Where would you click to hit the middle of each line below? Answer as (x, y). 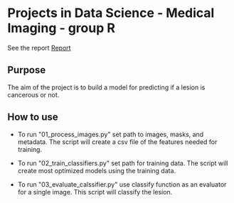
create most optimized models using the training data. (97, 170)
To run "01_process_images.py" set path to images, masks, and (111, 134)
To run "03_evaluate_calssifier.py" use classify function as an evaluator (122, 184)
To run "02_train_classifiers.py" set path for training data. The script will (123, 163)
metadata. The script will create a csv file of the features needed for (117, 142)
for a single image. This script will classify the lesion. (95, 192)
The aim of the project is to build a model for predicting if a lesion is (106, 87)
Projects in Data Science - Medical (111, 13)
